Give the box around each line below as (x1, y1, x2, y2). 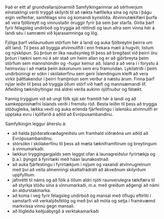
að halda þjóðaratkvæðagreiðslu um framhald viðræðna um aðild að (12, 131, 148, 136)
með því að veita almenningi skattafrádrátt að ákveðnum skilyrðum (12, 167, 146, 173)
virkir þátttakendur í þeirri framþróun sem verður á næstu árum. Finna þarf (5, 76, 155, 82)
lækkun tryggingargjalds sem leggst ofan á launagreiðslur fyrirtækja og (12, 151, 156, 157)
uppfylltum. (12, 172, 36, 177)
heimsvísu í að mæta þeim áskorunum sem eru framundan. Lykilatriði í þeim (5, 66, 157, 71)
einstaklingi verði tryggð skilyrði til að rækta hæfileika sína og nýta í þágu (5, 9, 152, 15)
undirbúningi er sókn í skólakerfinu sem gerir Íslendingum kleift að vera (5, 71, 148, 76)
